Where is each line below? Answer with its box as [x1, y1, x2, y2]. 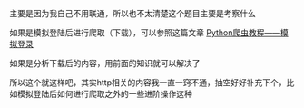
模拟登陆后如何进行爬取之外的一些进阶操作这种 [16, 89, 192, 99]
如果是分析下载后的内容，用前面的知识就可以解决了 [9, 58, 201, 68]
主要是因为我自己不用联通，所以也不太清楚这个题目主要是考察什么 [9, 8, 256, 18]
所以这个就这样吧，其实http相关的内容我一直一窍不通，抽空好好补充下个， [9, 77, 288, 88]
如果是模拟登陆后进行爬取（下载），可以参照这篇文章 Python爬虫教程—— [9, 27, 281, 38]
